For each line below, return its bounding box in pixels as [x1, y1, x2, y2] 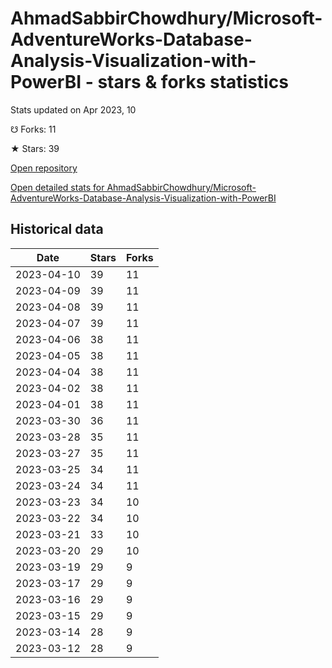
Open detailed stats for [10, 181, 105, 193]
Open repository [10, 162, 78, 174]
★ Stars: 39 [10, 142, 60, 154]
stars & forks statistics [97, 71, 289, 94]
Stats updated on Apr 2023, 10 [10, 103, 137, 116]
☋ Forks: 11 [10, 123, 57, 135]
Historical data [10, 221, 104, 238]
